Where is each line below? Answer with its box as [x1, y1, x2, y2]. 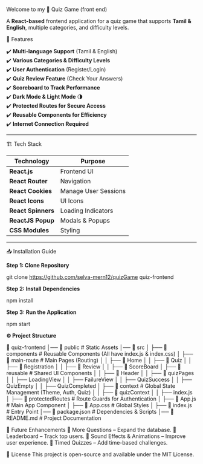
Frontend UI [60, 167, 94, 175]
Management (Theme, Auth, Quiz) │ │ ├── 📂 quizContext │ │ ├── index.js [6, 389, 193, 396]
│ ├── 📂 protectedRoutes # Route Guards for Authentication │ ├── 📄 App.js [6, 395, 196, 402]
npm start [6, 321, 31, 327]
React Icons [9, 197, 44, 205]
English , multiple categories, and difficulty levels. [6, 24, 129, 31]
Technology [14, 157, 50, 165]
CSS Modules [9, 226, 50, 234]
